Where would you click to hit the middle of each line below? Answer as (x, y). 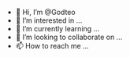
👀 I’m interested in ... (49, 20)
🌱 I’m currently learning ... (58, 29)
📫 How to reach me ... (52, 46)
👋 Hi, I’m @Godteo (46, 12)
